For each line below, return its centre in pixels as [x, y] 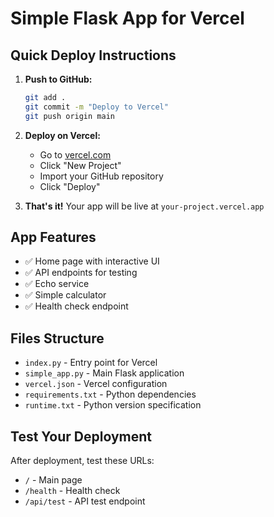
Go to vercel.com [75, 154]
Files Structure [57, 338]
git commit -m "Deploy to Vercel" [96, 107]
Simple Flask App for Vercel [127, 18]
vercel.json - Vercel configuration [96, 384]
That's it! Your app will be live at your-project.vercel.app [144, 206]
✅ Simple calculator [65, 295]
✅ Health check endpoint [76, 306]
